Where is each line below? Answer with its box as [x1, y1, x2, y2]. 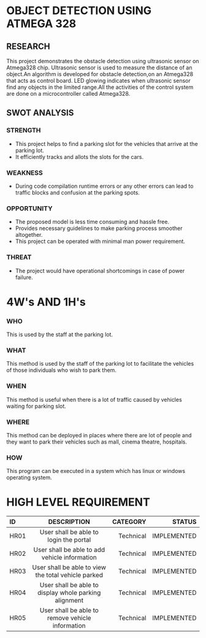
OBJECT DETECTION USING [6, 4, 152, 18]
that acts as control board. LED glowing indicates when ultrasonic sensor [6, 77, 191, 84]
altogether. [15, 231, 43, 239]
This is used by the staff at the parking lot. [6, 331, 113, 338]
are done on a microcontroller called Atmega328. [6, 90, 131, 97]
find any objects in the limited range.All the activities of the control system [6, 83, 194, 91]
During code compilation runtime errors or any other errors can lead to [15, 182, 194, 190]
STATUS [172, 518, 197, 526]
